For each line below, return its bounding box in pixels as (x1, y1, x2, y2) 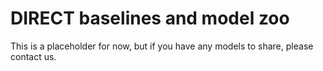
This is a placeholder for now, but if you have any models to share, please (10, 40, 314, 52)
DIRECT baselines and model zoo (10, 7, 290, 30)
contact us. (10, 50, 57, 62)
